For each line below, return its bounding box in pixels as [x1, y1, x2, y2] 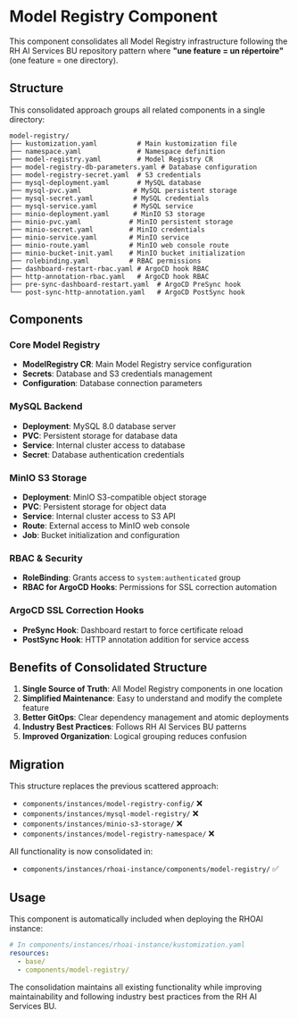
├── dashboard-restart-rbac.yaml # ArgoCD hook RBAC [9, 264, 210, 274]
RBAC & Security [9, 552, 83, 564]
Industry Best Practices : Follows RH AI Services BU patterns [21, 721, 247, 732]
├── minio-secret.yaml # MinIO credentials [9, 225, 205, 234]
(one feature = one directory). [9, 55, 119, 65]
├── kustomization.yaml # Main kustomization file [9, 139, 238, 148]
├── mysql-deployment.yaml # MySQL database [9, 178, 202, 187]
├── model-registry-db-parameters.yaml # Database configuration [9, 163, 257, 172]
